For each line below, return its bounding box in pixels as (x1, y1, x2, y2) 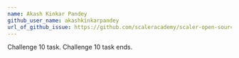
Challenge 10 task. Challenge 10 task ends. (7, 43, 133, 52)
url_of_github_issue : (7, 23, 72, 30)
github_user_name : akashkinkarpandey (7, 17, 119, 24)
